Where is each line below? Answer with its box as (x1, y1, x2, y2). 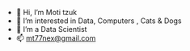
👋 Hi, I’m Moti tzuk (15, 8, 78, 17)
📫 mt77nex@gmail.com (15, 33, 96, 43)
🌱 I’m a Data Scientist (15, 25, 87, 33)
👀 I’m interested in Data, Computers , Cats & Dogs (15, 16, 182, 25)
